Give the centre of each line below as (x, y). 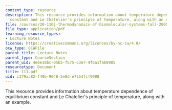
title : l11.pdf (21, 72)
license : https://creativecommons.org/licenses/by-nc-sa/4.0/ (73, 43)
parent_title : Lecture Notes (36, 53)
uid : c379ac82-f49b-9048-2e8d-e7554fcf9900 (52, 77)
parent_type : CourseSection (35, 58)
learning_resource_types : (33, 34)
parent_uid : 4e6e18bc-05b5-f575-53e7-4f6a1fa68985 (60, 62)
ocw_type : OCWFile (25, 48)
